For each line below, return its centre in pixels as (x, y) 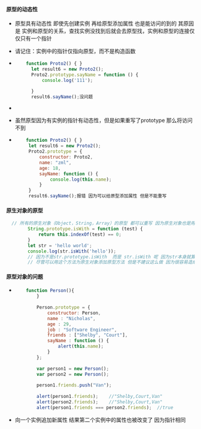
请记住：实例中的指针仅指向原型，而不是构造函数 (75, 51)
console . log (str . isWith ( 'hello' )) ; (72, 251)
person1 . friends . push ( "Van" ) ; (74, 385)
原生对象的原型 (25, 210)
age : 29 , (59, 324)
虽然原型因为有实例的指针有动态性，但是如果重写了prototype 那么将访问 (104, 120)
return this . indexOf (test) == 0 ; (80, 235)
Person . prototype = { (64, 308)
